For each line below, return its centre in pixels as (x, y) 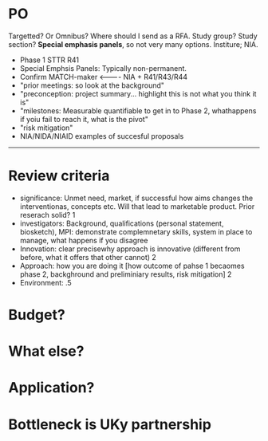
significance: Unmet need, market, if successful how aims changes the (136, 198)
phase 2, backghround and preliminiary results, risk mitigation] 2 (126, 274)
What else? (46, 351)
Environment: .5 (45, 282)
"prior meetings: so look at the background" (92, 85)
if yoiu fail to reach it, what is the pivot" (84, 119)
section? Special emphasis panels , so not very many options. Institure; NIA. (133, 44)
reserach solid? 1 (47, 215)
